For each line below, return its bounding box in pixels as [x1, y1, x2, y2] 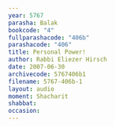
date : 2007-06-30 [8, 63, 65, 71]
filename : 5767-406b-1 [8, 77, 83, 85]
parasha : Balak [8, 19, 58, 27]
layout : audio [8, 84, 55, 93]
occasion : [8, 107, 41, 115]
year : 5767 [8, 11, 44, 20]
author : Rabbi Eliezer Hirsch [8, 56, 108, 64]
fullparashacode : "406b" [8, 33, 90, 42]
